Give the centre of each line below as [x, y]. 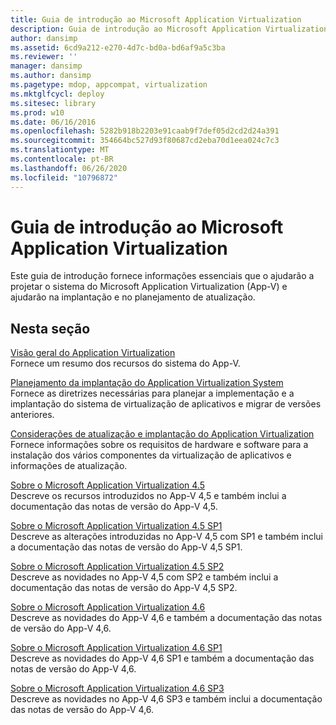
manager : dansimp [46, 66]
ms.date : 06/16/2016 [53, 122]
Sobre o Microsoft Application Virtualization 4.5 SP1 [116, 526]
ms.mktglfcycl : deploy [57, 94]
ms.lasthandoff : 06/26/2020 [69, 168]
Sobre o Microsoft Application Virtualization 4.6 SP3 [117, 688]
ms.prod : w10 [37, 112]
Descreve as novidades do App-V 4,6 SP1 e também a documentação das [162, 658]
